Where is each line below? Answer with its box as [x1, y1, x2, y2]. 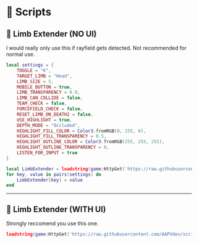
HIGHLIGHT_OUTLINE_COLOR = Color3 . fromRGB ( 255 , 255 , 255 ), [16, 139, 165, 145]
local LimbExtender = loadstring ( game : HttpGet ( [6, 166, 126, 172]
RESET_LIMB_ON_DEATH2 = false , [16, 111, 94, 117]
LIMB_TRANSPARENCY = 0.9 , [16, 90, 81, 96]
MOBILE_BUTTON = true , [16, 84, 72, 90]
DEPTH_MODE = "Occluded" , [16, 122, 81, 129]
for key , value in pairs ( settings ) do [6, 171, 101, 178]
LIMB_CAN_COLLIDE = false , [16, 95, 83, 101]
